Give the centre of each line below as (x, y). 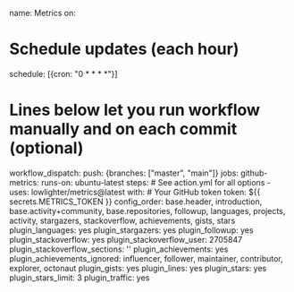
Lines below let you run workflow (135, 110)
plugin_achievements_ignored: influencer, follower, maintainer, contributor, (146, 258)
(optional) (46, 148)
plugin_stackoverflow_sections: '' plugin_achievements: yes (119, 249)
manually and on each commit (123, 129)
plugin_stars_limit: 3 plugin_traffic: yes (80, 278)
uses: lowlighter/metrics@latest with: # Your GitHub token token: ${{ (135, 192)
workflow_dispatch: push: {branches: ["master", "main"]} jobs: (124, 173)
